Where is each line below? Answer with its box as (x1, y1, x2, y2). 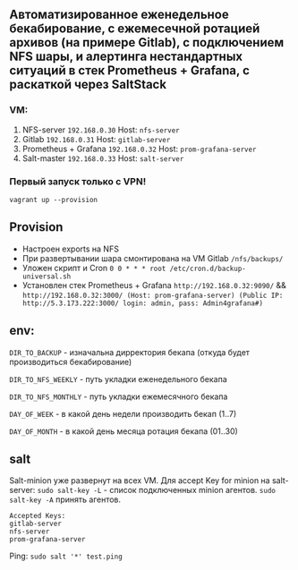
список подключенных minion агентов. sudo (108, 485, 276, 496)
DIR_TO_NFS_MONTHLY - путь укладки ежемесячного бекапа (9, 391, 228, 402)
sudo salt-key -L (37, 487, 102, 496)
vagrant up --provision (9, 195, 98, 204)
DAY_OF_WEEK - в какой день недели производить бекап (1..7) (9, 408, 237, 419)
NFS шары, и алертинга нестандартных (9, 49, 243, 64)
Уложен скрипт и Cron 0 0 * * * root (21, 262, 166, 273)
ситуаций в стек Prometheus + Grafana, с (9, 63, 251, 79)
